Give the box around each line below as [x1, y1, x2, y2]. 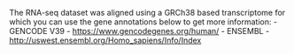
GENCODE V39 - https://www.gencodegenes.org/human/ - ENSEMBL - [9, 26, 270, 36]
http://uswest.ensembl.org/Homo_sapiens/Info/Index [9, 35, 202, 45]
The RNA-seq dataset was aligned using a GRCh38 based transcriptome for [9, 8, 286, 17]
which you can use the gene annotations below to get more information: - [9, 17, 277, 27]
